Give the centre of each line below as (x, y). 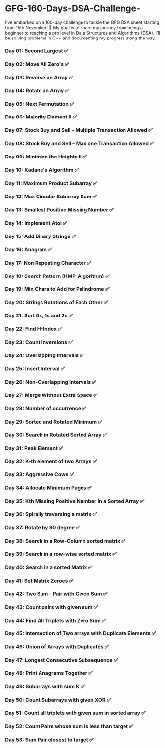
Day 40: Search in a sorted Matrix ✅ (49, 567)
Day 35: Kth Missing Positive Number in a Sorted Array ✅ (75, 501)
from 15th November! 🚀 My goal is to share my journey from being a (74, 27)
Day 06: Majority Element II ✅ (41, 117)
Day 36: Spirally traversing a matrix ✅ (51, 514)
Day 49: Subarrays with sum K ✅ (45, 687)
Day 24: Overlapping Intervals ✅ (45, 355)
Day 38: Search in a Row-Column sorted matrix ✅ (65, 541)
